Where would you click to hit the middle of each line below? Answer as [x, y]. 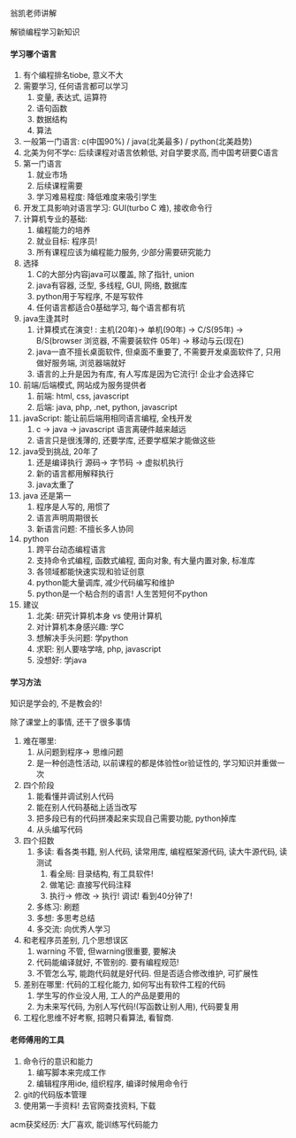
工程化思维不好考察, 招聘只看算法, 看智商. [98, 1018]
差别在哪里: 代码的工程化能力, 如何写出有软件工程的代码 [124, 985]
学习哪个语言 [33, 54]
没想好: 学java [61, 660]
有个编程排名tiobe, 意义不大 [73, 75]
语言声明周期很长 [67, 518]
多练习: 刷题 [58, 907]
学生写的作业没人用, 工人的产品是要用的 [108, 995]
